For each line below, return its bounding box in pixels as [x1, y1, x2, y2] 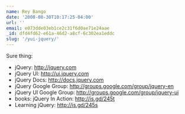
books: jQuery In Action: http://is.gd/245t [14, 95, 115, 102]
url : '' [6, 19, 25, 25]
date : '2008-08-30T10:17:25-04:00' [6, 14, 94, 20]
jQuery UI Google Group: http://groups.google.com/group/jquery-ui [14, 89, 179, 96]
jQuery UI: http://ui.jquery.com [14, 70, 89, 77]
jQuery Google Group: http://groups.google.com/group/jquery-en [14, 83, 174, 89]
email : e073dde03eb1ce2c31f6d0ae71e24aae [6, 25, 110, 31]
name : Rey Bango [6, 8, 46, 15]
